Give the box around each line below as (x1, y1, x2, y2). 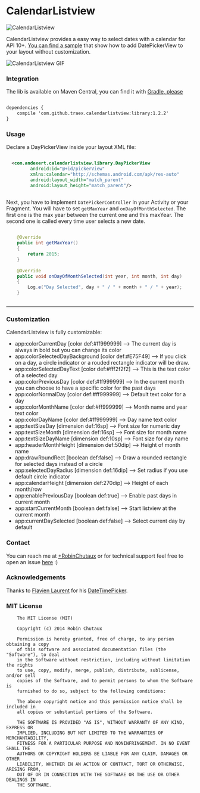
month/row (14, 486, 42, 493)
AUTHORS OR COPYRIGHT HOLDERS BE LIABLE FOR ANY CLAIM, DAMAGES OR (17, 751, 187, 757)
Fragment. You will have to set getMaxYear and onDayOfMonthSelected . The (6, 205, 186, 212)
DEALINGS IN (6, 777, 36, 783)
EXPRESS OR (6, 725, 33, 731)
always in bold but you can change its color (14, 347, 122, 354)
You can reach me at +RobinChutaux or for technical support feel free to (6, 552, 184, 559)
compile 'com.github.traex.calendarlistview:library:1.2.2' (17, 110, 169, 117)
